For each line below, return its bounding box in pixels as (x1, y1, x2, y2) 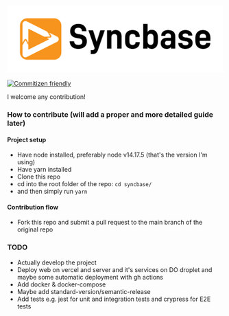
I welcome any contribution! (7, 93, 86, 101)
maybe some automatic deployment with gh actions (16, 273, 163, 281)
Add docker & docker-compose (16, 280, 106, 289)
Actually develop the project (16, 258, 97, 267)
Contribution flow (7, 203, 59, 211)
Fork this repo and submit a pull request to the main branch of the (16, 218, 203, 227)
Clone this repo (16, 172, 60, 181)
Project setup (7, 135, 47, 144)
